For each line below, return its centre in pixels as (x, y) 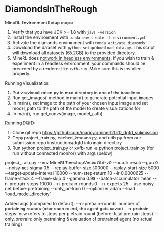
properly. (21, 73)
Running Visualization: (27, 83)
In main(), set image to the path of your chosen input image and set (80, 103)
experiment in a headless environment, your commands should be (79, 63)
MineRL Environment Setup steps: (39, 23)
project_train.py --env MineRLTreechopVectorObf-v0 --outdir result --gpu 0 (82, 162)
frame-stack (18, 178)
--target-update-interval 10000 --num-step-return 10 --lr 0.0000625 (74, 173)
